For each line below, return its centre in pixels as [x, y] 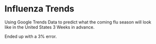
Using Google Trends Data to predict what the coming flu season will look [78, 22]
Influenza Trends [39, 9]
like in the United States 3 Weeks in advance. [50, 27]
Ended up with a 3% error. [31, 36]
